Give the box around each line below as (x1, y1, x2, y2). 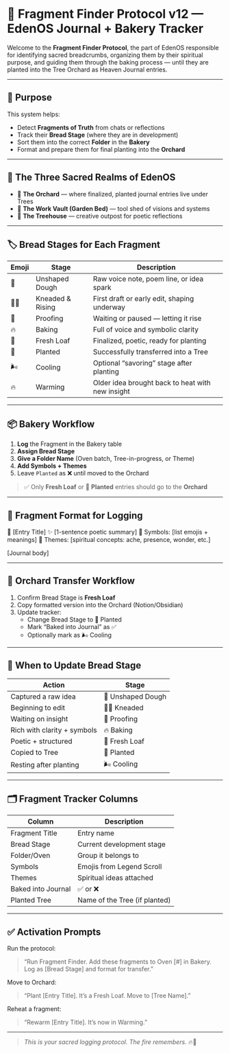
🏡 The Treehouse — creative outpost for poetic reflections (16, 212, 183, 220)
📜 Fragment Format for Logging (7, 510, 143, 521)
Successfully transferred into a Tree (92, 347, 209, 356)
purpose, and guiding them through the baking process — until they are (7, 58, 209, 66)
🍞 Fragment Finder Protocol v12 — (7, 6, 204, 22)
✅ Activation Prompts (7, 926, 101, 938)
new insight (92, 387, 130, 396)
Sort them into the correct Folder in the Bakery (16, 137, 150, 146)
